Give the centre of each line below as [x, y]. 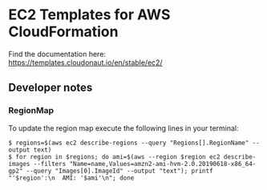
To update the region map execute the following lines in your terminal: [123, 128]
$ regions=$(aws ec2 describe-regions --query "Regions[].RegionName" [129, 143]
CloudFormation [63, 32]
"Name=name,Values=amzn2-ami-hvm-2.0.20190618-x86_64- [163, 164]
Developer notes [51, 88]
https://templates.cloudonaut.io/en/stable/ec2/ [85, 63]
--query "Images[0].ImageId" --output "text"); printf [120, 171]
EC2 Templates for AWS [89, 15]
